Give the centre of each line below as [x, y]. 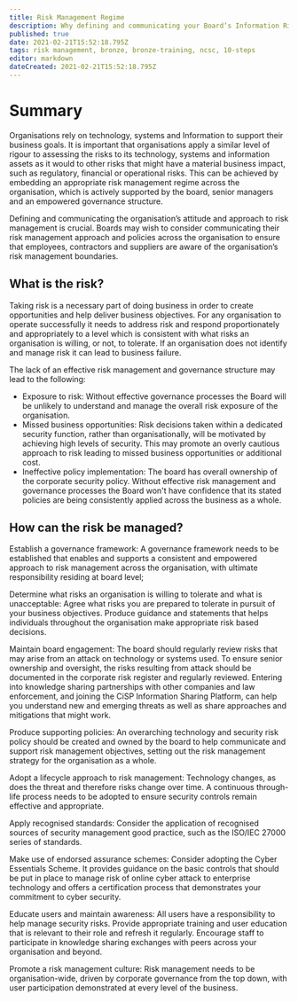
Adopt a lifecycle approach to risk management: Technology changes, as [143, 778]
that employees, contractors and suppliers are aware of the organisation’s [144, 247]
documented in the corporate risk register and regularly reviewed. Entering [145, 677]
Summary [46, 111]
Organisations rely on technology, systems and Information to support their [146, 135]
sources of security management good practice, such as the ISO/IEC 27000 [148, 833]
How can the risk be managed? [96, 528]
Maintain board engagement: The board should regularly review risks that [143, 649]
